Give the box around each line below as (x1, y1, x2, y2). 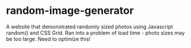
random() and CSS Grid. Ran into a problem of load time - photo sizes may (6, 29, 185, 36)
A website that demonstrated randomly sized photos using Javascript (6, 23, 173, 30)
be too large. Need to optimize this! (6, 35, 91, 42)
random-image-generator (6, 4, 134, 17)
